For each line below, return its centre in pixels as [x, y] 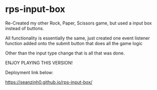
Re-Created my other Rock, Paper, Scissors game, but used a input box [79, 23]
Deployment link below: [29, 72]
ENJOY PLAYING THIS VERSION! [39, 62]
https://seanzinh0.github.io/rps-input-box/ [49, 82]
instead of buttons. [24, 28]
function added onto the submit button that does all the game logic [74, 43]
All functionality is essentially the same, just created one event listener [77, 38]
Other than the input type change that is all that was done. [65, 53]
